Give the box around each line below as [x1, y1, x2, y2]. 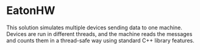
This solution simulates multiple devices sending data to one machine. [6, 24, 183, 31]
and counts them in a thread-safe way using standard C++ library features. [6, 37, 195, 44]
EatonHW [6, 4, 55, 18]
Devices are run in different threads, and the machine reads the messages [6, 30, 193, 37]
